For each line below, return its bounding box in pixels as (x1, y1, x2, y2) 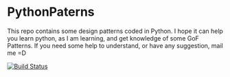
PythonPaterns (7, 4, 95, 20)
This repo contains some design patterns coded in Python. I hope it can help (7, 27, 223, 35)
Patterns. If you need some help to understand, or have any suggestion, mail (7, 41, 223, 49)
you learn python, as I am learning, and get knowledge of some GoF (7, 34, 199, 42)
